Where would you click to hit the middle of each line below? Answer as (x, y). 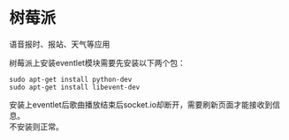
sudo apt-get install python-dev (71, 79)
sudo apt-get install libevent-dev (75, 87)
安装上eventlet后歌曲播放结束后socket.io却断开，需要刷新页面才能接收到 (141, 104)
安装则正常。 (40, 126)
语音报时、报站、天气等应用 (60, 44)
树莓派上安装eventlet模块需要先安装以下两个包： (97, 63)
